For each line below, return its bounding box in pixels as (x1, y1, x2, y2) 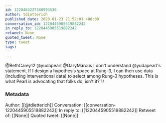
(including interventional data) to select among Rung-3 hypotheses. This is (5, 73, 159, 79)
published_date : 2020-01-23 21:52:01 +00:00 (5, 16, 99, 21)
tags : (5, 44, 16, 49)
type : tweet (5, 40, 30, 45)
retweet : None (5, 30, 35, 35)
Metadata (5, 91, 29, 98)
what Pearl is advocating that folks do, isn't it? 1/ (5, 78, 105, 84)
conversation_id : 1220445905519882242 (5, 21, 86, 26)
